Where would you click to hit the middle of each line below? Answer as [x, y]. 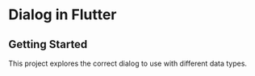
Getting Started [48, 44]
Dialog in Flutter [63, 15]
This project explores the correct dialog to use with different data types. [128, 63]
